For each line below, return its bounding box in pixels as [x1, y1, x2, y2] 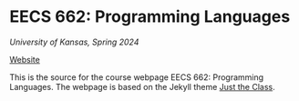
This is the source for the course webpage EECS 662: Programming [9, 71, 264, 83]
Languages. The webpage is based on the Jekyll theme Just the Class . [9, 81, 275, 92]
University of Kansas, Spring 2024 [9, 36, 139, 47]
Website [9, 54, 41, 65]
